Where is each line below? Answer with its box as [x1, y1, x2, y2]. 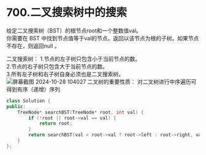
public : [6, 103, 26, 110]
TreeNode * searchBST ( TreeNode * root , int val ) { [17, 109, 144, 115]
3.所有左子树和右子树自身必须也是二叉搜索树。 [6, 70, 124, 77]
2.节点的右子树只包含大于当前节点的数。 [6, 62, 109, 70]
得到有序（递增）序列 [6, 85, 60, 93]
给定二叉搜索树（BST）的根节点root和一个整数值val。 [6, 27, 142, 34]
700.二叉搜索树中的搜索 [6, 5, 128, 20]
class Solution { [6, 98, 51, 104]
